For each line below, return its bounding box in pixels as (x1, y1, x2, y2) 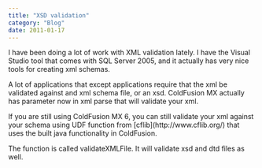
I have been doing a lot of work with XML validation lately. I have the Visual (8, 48, 250, 58)
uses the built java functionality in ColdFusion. (8, 129, 157, 138)
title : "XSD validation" (8, 11, 90, 20)
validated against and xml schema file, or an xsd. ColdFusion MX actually (8, 88, 245, 98)
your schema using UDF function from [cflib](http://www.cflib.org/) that (8, 120, 240, 130)
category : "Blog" (8, 19, 65, 27)
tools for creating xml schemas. (8, 65, 110, 74)
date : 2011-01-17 (8, 26, 65, 34)
